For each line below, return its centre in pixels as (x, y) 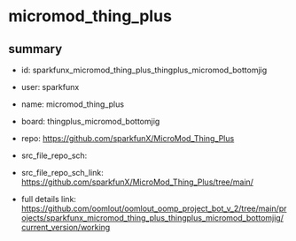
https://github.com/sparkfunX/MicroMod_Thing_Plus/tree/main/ (137, 182)
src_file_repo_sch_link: (62, 173)
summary (35, 49)
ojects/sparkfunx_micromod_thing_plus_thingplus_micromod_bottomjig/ (152, 218)
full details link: (49, 199)
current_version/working (66, 227)
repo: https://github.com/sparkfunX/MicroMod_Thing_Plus (128, 138)
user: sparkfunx (50, 87)
